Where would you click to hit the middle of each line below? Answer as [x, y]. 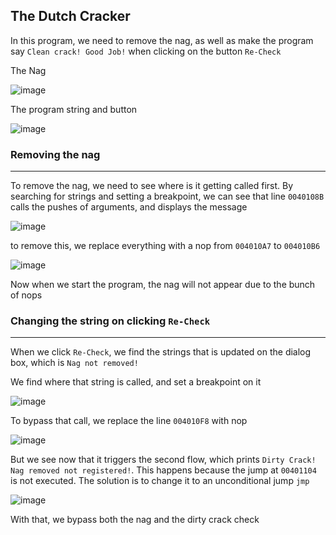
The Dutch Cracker [70, 16]
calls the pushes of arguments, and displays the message [129, 207]
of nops [26, 295]
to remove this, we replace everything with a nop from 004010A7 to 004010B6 [165, 246]
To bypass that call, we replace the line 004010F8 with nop [129, 421]
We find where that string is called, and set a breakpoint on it [136, 382]
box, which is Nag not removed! [74, 363]
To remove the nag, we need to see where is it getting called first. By [152, 186]
